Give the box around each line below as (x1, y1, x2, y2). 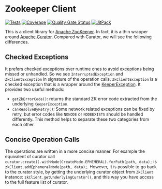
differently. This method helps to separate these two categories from (12, 116, 149, 122)
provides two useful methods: (5, 86, 64, 92)
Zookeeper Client (5, 3, 76, 15)
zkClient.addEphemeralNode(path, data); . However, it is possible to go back (5, 163, 157, 170)
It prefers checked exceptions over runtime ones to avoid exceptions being (5, 66, 154, 72)
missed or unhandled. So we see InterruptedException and (5, 71, 123, 77)
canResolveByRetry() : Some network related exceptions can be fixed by (12, 106, 155, 112)
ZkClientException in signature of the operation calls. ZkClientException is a (5, 76, 157, 82)
